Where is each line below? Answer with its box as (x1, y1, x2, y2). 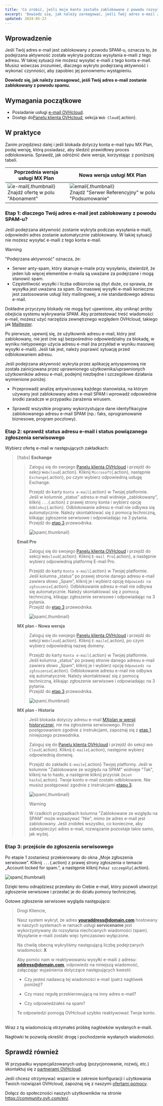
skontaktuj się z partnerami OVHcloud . (5, 1066, 82, 1072)
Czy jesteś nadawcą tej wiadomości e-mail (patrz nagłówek (24, 976, 143, 982)
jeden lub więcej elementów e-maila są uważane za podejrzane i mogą (12, 271, 154, 276)
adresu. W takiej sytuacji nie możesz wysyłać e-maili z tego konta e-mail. (5, 57, 151, 63)
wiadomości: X (16, 947, 47, 953)
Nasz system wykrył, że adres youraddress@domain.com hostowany (16, 917, 158, 923)
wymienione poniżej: (5, 377, 47, 382)
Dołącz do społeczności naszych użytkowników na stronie (5, 1090, 122, 1096)
